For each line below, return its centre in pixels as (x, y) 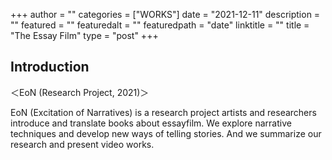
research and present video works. (82, 144)
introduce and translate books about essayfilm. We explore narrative (151, 123)
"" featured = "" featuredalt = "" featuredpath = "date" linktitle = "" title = (160, 25)
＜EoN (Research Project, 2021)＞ (80, 92)
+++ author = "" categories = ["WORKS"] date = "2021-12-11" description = (165, 14)
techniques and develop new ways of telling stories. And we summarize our (166, 133)
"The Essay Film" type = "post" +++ (84, 35)
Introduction (50, 67)
